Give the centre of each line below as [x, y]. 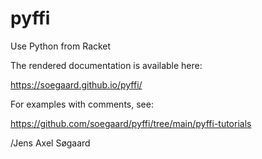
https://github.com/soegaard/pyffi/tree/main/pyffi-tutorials [131, 123]
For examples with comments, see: [82, 104]
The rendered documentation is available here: [106, 65]
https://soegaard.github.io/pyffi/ [76, 84]
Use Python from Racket [61, 46]
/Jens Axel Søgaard [50, 143]
